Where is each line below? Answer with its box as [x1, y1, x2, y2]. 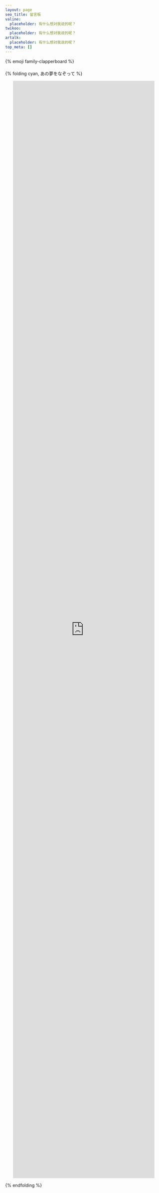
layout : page [5, 7, 32, 13]
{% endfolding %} [5, 1182, 42, 1188]
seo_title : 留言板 [5, 12, 41, 17]
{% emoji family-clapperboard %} [5, 58, 75, 64]
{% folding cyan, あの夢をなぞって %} [5, 71, 83, 77]
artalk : [5, 36, 21, 41]
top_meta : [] [5, 45, 32, 50]
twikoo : [5, 26, 21, 31]
